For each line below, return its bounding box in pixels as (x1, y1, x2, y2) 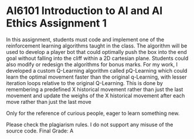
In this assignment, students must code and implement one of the (6, 36, 165, 43)
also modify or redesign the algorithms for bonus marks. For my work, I (6, 60, 178, 68)
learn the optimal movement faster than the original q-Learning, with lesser (6, 73, 187, 80)
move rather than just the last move (6, 98, 92, 105)
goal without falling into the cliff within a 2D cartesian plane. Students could (6, 55, 189, 62)
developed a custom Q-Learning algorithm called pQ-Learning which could (6, 67, 188, 74)
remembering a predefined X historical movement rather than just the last (6, 86, 183, 93)
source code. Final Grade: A (6, 127, 74, 134)
